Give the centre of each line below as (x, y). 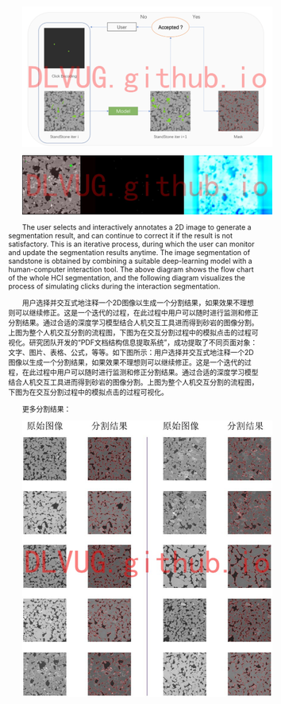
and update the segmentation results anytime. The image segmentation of (129, 252)
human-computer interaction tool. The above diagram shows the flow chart (131, 269)
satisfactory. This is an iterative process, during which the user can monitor (131, 244)
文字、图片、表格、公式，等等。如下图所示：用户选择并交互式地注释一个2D (131, 352)
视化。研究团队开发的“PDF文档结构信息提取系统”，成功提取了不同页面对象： (133, 342)
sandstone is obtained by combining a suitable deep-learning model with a (130, 261)
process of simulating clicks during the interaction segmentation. (114, 286)
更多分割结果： (47, 408)
